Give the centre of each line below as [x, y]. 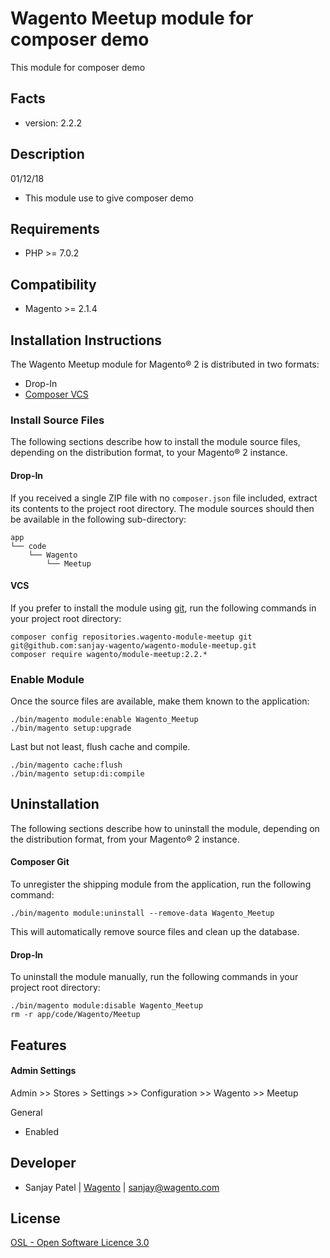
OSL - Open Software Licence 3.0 [80, 1243]
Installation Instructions [86, 340]
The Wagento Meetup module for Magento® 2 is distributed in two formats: [165, 364]
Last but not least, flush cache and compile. [100, 746]
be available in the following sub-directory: [98, 519]
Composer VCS [56, 394]
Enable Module [47, 679]
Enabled [42, 1131]
